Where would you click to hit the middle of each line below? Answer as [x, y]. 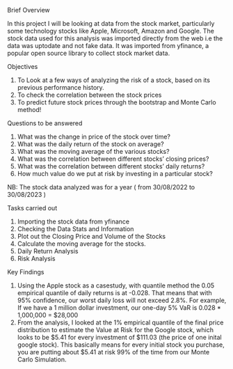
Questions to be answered [45, 123]
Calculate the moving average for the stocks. [81, 244]
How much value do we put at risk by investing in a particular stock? [115, 174]
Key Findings [26, 272]
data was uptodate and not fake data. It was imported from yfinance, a [108, 46]
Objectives [23, 66]
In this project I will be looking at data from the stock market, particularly [111, 23]
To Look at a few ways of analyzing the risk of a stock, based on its [114, 80]
